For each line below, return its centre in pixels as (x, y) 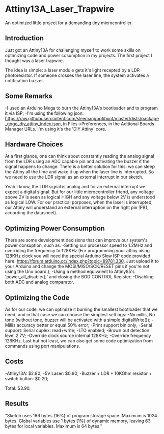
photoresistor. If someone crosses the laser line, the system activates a (77, 75)
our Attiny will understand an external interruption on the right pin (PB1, (77, 207)
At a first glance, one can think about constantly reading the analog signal (80, 156)
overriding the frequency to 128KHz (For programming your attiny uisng (77, 251)
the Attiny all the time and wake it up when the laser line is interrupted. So (80, 172)
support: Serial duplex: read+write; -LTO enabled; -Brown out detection (77, 330)
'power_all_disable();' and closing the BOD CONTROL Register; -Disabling (79, 277)
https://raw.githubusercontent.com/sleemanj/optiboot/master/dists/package (82, 118)
